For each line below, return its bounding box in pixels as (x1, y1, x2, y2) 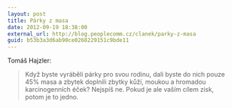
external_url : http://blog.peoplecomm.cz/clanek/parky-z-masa (7, 30, 196, 38)
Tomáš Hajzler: (7, 56, 52, 65)
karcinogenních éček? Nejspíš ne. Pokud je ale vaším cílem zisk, (24, 85, 214, 94)
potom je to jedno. (24, 93, 79, 102)
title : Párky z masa (7, 17, 69, 24)
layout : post (7, 10, 46, 18)
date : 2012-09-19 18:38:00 (7, 23, 88, 31)
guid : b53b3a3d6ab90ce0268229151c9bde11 (7, 37, 130, 44)
